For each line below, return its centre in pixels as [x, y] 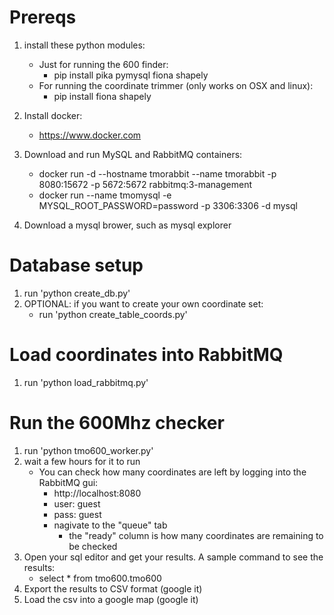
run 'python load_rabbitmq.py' [86, 382]
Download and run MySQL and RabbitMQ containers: [133, 154]
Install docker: [53, 115]
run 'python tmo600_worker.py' [88, 450]
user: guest [77, 503]
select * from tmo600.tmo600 [100, 578]
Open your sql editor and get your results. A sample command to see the [173, 557]
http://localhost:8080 [97, 493]
